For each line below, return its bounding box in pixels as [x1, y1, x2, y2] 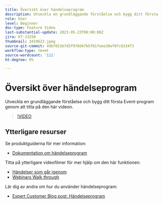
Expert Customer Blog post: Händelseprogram [12, 193, 105, 199]
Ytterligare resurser [5, 128, 67, 136]
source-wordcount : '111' [5, 52, 56, 58]
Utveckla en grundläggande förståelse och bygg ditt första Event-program [5, 99, 154, 105]
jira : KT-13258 [5, 35, 36, 40]
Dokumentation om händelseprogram [12, 150, 87, 156]
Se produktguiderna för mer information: [5, 140, 86, 146]
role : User [5, 16, 27, 21]
